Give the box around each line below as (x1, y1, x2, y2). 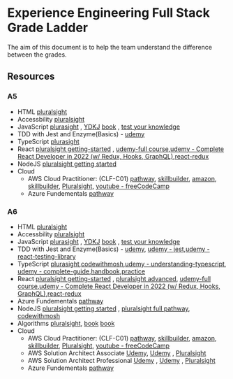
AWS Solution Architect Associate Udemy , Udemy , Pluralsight (27, 348, 206, 357)
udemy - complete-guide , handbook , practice (17, 267, 145, 276)
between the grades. (7, 50, 68, 59)
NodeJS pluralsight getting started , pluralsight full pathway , (17, 304, 190, 313)
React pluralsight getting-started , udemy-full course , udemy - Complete (17, 145, 225, 153)
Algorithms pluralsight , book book (17, 319, 115, 327)
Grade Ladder (7, 20, 89, 36)
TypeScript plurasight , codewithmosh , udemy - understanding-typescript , (17, 259, 227, 268)
